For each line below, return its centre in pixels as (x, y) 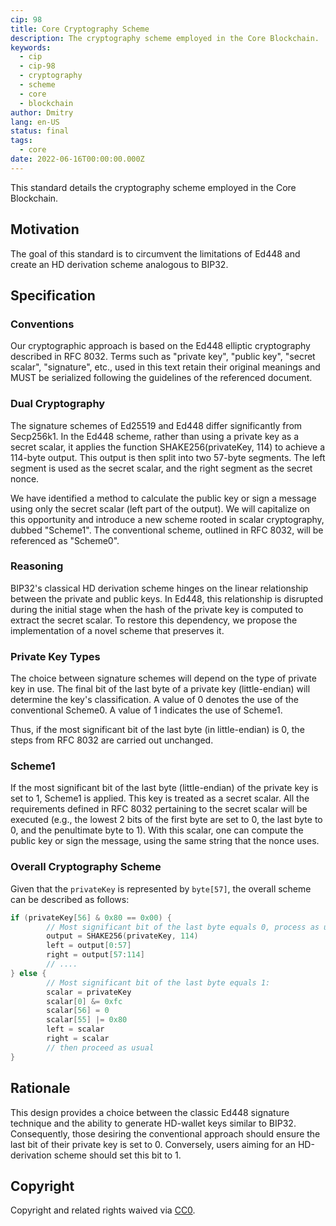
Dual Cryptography (58, 404)
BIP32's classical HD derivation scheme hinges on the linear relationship (159, 588)
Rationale (40, 1088)
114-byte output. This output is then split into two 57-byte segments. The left (168, 457)
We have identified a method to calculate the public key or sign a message (163, 498)
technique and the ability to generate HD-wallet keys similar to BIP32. (153, 1123)
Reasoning (37, 566)
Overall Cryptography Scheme (86, 867)
